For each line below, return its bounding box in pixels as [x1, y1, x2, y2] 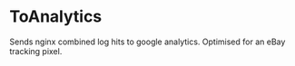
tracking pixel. [9, 45, 63, 56]
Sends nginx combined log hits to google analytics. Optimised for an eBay [9, 36, 286, 47]
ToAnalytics [9, 6, 103, 27]
